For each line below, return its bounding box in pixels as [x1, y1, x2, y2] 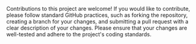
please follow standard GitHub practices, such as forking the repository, [6, 11, 188, 19]
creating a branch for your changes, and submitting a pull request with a [6, 18, 189, 25]
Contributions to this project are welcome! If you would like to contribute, [6, 5, 190, 12]
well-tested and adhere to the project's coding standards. [6, 31, 152, 38]
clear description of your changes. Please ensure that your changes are [6, 24, 187, 31]
